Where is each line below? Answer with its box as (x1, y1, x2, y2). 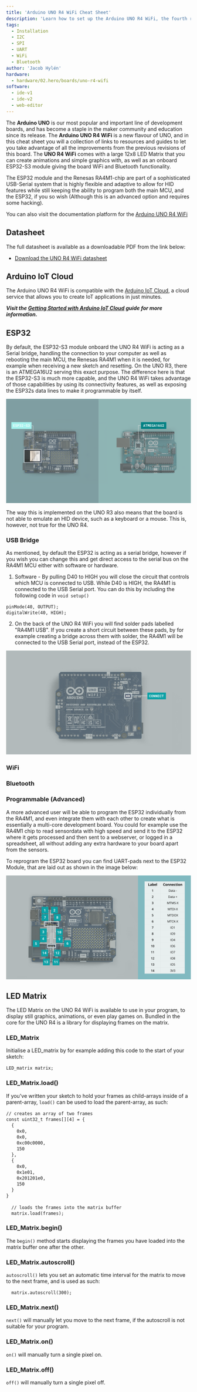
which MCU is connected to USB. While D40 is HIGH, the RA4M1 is (14, 579, 176, 587)
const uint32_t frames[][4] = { (6, 1116, 85, 1123)
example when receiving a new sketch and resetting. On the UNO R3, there (6, 362, 188, 369)
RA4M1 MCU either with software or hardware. (6, 561, 119, 569)
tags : (6, 22, 19, 28)
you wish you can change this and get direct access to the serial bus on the (6, 555, 189, 562)
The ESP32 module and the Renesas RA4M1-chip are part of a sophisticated (6, 174, 191, 181)
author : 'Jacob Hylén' (6, 65, 62, 71)
